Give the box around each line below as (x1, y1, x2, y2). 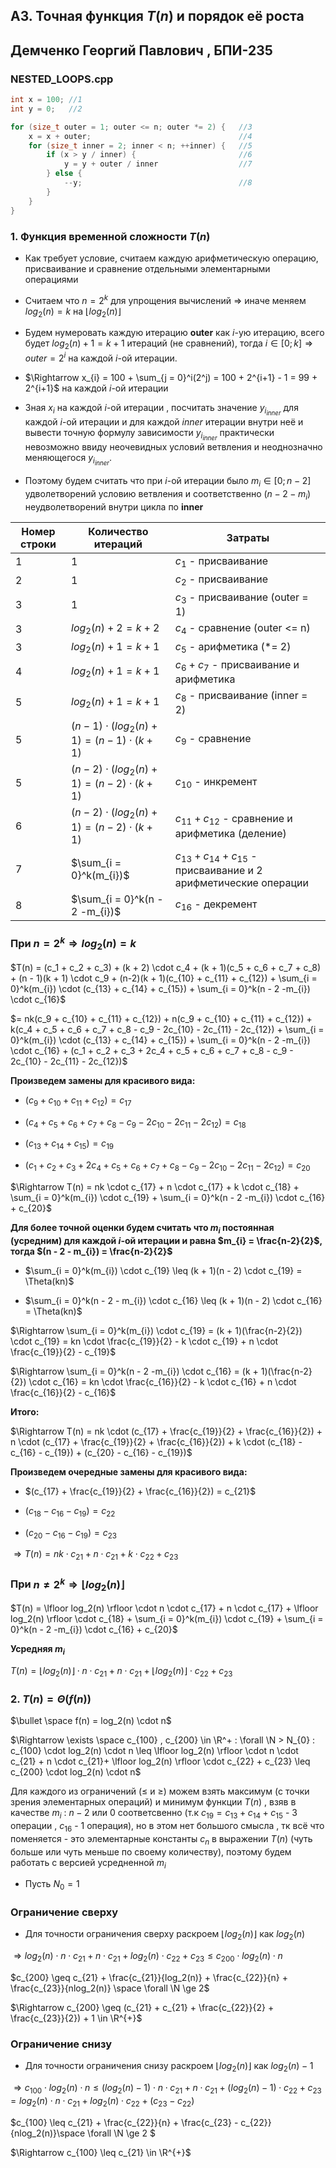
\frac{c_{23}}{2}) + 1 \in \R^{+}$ (10, 2012, 143, 2024)
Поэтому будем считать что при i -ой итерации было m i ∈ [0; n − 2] (24, 475, 312, 489)
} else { (46, 169, 83, 179)
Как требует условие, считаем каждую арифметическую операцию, (24, 252, 319, 264)
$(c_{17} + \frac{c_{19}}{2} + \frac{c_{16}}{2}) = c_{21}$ (24, 1485, 257, 1497)
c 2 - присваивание (174, 572, 269, 588)
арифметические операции (174, 875, 309, 889)
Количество (88, 524, 149, 538)
